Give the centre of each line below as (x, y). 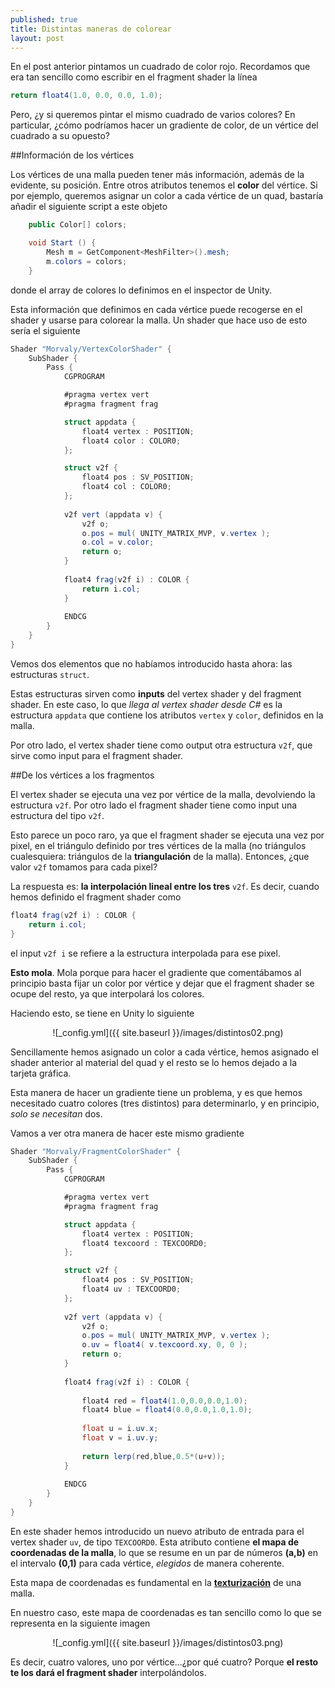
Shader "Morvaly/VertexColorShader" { (91, 349)
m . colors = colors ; (87, 261)
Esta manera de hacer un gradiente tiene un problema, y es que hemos (156, 1092)
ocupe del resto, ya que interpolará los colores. (107, 993)
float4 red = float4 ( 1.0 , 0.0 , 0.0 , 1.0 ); (164, 1401)
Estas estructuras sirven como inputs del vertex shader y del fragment (156, 693)
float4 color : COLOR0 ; (131, 441)
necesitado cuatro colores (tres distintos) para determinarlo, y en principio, (165, 1103)
